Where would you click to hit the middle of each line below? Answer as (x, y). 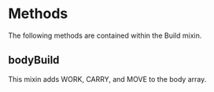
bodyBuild (34, 60)
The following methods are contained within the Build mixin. (105, 35)
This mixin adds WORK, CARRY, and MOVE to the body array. (107, 79)
